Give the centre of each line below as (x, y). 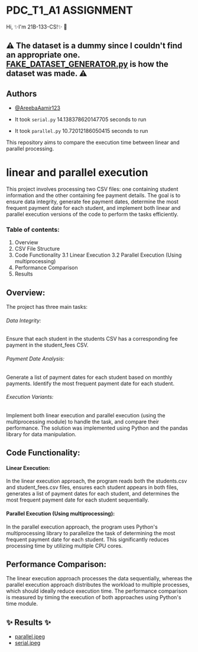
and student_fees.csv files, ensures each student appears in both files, (92, 487)
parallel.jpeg (30, 637)
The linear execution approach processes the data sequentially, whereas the (99, 579)
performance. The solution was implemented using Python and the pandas (97, 428)
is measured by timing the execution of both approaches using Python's (94, 597)
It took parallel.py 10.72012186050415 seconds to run (81, 131)
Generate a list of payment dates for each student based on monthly (89, 377)
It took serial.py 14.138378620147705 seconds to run (80, 120)
